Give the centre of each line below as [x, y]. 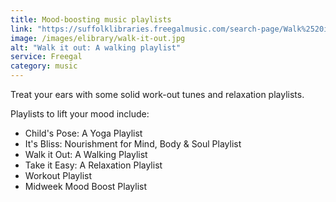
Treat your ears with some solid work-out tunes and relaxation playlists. [157, 94]
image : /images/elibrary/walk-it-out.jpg [98, 38]
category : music [44, 66]
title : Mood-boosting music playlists [91, 19]
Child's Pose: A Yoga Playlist [83, 133]
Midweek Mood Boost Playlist [86, 186]
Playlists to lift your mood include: [80, 114]
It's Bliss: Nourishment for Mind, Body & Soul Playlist [133, 144]
